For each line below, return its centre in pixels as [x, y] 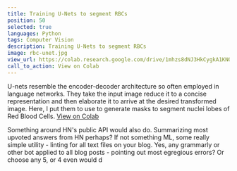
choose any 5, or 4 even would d [55, 160]
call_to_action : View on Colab [53, 66]
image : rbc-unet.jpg [38, 53]
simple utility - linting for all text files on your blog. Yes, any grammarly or [114, 144]
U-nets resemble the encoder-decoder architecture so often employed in [114, 86]
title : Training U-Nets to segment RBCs [68, 14]
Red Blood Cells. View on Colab [53, 116]
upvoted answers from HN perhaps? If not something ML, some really [109, 137]
